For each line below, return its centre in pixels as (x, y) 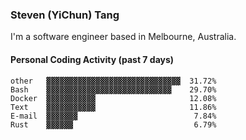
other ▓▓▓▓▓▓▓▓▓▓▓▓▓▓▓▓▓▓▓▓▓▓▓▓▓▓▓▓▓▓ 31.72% (113, 81)
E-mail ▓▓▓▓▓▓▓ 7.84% (113, 116)
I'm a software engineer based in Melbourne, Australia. (123, 37)
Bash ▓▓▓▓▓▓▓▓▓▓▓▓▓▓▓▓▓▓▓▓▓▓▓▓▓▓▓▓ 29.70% (113, 89)
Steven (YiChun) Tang (65, 15)
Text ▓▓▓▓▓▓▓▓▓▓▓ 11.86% (113, 107)
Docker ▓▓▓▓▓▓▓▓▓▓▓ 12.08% (113, 98)
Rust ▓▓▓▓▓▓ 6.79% (113, 124)
